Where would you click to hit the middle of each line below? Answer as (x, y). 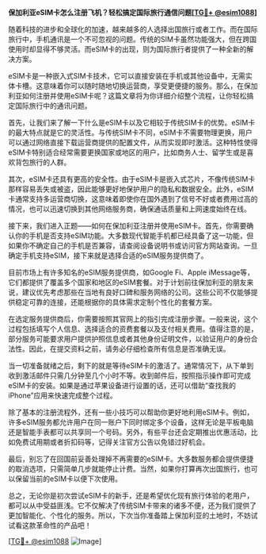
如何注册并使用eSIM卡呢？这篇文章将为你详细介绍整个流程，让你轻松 (134, 96)
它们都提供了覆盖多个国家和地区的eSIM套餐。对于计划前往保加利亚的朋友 (127, 282)
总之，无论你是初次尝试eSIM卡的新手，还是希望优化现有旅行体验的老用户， (131, 496)
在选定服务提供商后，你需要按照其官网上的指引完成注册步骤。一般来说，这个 (133, 319)
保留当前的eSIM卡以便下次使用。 (68, 479)
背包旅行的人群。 (43, 162)
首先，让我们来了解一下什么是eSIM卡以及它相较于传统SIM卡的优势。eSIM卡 (132, 123)
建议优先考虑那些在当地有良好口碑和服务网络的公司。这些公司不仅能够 (136, 292)
